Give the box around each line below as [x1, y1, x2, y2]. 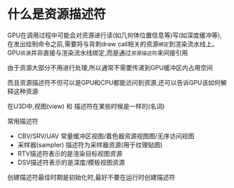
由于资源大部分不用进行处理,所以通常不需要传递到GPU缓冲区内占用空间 [7, 63, 213, 72]
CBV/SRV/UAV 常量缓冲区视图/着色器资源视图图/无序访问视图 [17, 131, 195, 140]
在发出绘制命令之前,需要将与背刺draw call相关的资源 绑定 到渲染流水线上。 [7, 39, 219, 48]
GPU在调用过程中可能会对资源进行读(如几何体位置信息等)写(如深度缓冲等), [7, 31, 223, 39]
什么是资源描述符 [7, 6, 107, 22]
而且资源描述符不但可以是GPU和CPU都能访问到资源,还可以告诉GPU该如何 [7, 78, 221, 86]
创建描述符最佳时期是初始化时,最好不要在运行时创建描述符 [7, 173, 176, 181]
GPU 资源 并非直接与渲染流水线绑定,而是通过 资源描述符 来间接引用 [7, 48, 188, 57]
